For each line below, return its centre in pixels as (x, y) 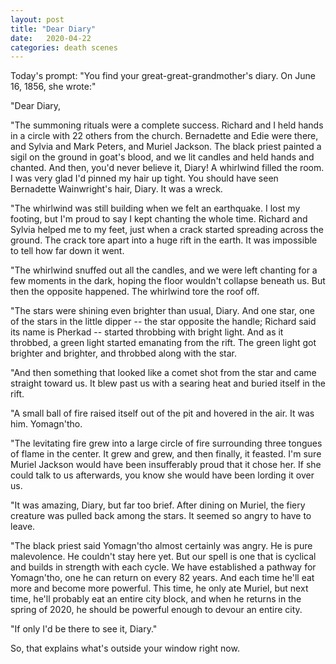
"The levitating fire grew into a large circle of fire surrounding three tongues (166, 443)
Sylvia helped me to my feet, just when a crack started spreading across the (167, 230)
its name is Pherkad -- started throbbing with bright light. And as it (147, 332)
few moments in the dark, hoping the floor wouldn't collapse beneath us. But (168, 281)
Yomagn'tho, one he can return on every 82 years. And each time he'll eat (162, 578)
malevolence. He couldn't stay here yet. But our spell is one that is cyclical (163, 557)
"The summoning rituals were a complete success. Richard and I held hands (167, 125)
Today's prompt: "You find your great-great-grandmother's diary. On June (163, 76)
